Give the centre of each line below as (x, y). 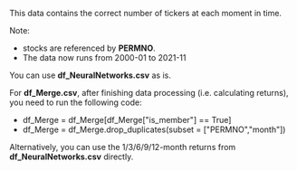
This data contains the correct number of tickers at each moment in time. (146, 13)
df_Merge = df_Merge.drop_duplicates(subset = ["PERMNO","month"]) (154, 129)
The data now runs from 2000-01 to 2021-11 (105, 57)
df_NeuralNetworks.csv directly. (72, 157)
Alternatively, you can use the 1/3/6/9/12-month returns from (123, 147)
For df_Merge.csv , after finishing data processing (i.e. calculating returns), (149, 93)
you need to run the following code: (76, 102)
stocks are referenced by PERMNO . (89, 48)
